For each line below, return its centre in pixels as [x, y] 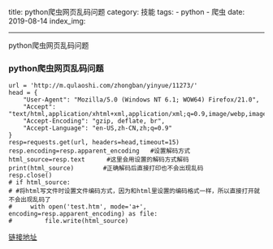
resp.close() [30, 176]
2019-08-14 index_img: [47, 21]
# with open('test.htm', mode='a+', [78, 207]
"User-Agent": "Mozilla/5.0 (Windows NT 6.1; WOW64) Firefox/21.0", [141, 100]
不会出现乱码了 [30, 200]
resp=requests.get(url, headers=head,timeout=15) [94, 143]
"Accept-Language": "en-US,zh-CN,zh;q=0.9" [98, 128]
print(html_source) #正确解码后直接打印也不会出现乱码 [106, 169]
